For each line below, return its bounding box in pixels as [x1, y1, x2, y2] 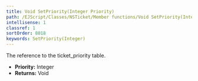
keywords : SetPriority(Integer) [6, 36, 85, 42]
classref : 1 [6, 25, 35, 31]
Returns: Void [14, 70, 49, 76]
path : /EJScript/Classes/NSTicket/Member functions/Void [6, 14, 149, 20]
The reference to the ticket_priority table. [6, 52, 106, 59]
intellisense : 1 [6, 19, 46, 25]
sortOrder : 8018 [6, 31, 46, 36]
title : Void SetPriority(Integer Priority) [6, 8, 115, 15]
